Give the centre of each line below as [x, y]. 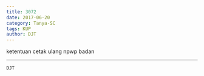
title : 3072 [21, 12]
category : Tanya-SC [31, 23]
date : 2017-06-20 [28, 17]
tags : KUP [19, 29]
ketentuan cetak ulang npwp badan [50, 51]
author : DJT [21, 34]
